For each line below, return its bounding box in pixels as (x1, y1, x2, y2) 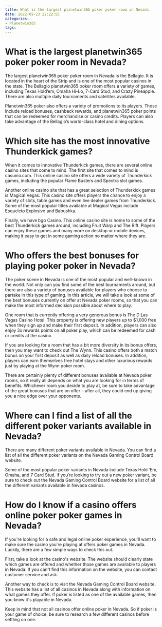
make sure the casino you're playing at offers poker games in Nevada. (5, 541, 146, 547)
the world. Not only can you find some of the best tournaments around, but (5, 282, 156, 287)
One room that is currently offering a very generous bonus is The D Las (5, 312, 148, 318)
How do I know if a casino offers (5, 500, 137, 510)
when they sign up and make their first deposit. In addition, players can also (5, 322, 157, 328)
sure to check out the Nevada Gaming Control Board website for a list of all (5, 477, 155, 483)
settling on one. (5, 616, 36, 622)
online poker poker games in (5, 510, 123, 521)
